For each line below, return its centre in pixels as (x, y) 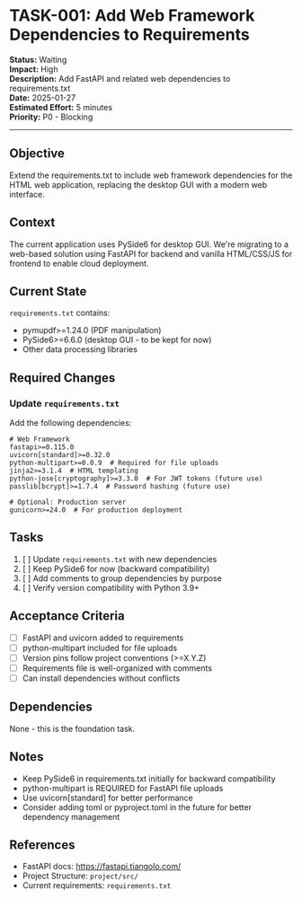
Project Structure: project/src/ (80, 876)
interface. (27, 194)
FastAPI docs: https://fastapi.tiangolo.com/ (102, 867)
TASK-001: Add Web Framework (132, 16)
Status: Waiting (38, 59)
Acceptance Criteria (67, 616)
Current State (48, 291)
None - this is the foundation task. (72, 728)
